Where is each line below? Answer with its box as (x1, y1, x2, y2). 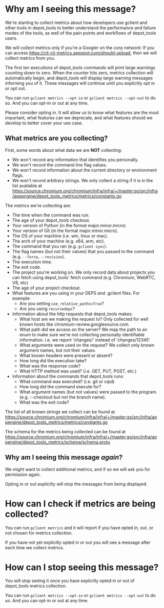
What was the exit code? (19, 399, 69, 405)
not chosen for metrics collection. (5, 530, 73, 536)
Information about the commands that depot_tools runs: (12, 373, 124, 379)
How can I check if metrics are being (5, 498, 156, 509)
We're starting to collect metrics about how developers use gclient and (5, 20, 147, 25)
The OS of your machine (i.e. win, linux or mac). (12, 233, 108, 238)
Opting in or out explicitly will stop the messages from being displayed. (5, 481, 147, 487)
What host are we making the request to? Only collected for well (19, 316, 149, 322)
